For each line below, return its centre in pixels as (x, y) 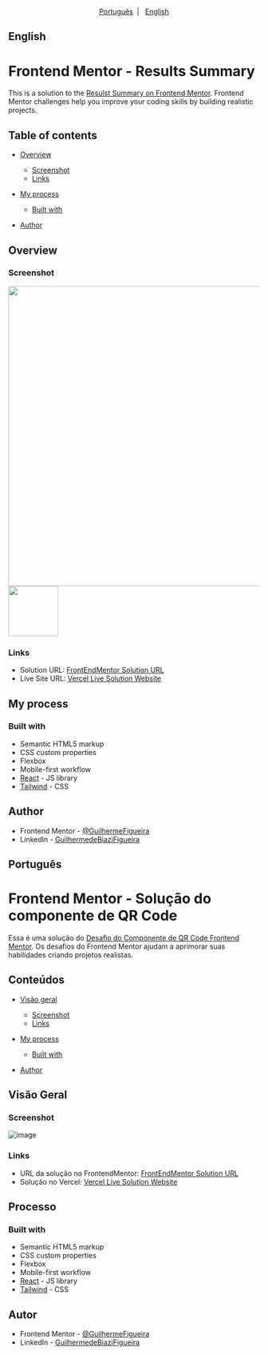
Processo (32, 1207)
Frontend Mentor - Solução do (110, 899)
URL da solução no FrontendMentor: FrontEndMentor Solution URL (129, 1173)
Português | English (134, 12)
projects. (23, 110)
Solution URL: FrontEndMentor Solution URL (92, 670)
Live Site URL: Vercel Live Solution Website (91, 678)
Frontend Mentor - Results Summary (132, 71)
